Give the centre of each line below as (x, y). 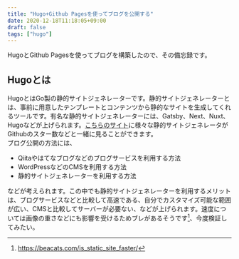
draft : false (27, 27)
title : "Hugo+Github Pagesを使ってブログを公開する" (81, 14)
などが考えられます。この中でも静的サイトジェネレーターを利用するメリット (119, 191)
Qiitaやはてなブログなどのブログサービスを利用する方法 (99, 158)
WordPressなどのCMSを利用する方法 (72, 167)
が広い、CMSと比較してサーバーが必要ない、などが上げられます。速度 (111, 209)
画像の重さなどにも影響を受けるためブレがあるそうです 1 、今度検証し (127, 217)
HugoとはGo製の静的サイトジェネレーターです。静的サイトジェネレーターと (119, 98)
